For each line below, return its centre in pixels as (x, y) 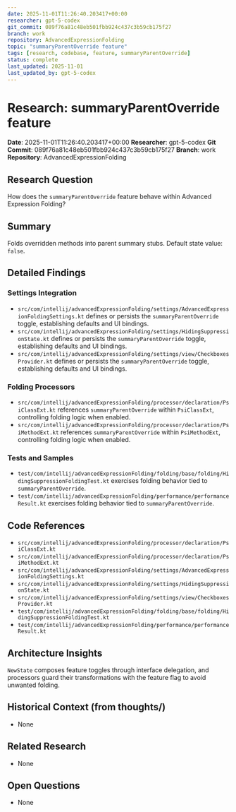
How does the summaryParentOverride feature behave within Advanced (110, 197)
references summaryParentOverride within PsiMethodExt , (140, 432)
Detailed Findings (46, 273)
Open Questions (44, 786)
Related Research (47, 747)
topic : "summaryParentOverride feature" (68, 47)
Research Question (50, 180)
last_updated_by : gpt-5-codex (52, 73)
